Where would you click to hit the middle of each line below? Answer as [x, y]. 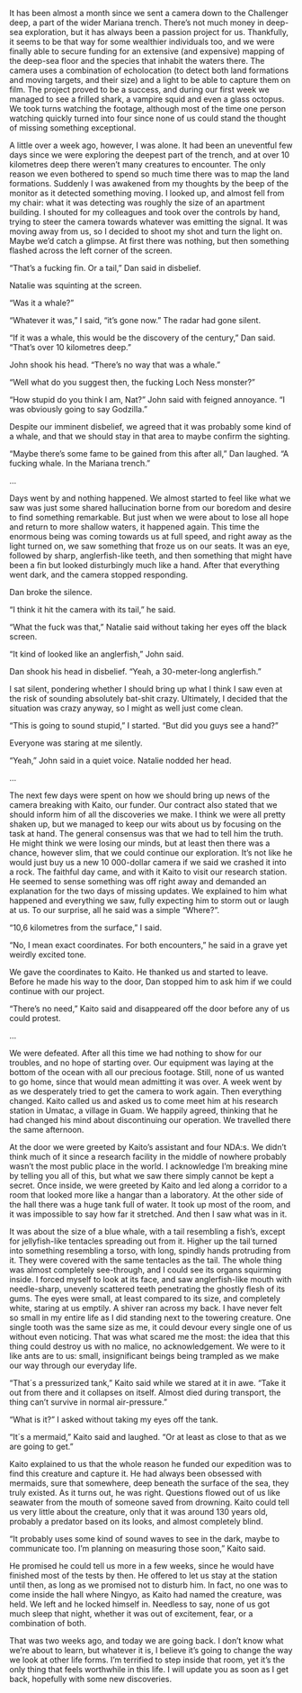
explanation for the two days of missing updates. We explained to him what [148, 891]
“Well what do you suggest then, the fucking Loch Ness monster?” [133, 382]
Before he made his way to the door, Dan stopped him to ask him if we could [151, 982]
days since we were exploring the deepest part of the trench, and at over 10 [150, 155]
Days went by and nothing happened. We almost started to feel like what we [150, 498]
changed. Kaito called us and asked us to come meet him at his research [144, 1101]
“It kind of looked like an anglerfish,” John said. [97, 654]
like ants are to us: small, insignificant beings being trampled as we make [144, 1356]
